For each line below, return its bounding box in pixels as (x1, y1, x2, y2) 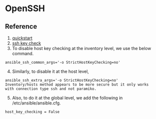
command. (12, 51, 34, 56)
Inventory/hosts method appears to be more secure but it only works (5, 82, 149, 87)
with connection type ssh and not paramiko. (5, 86, 97, 91)
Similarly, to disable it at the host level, (12, 68, 89, 74)
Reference (5, 22, 37, 31)
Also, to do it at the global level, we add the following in (12, 95, 123, 101)
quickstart (12, 35, 33, 41)
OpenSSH (5, 3, 45, 14)
